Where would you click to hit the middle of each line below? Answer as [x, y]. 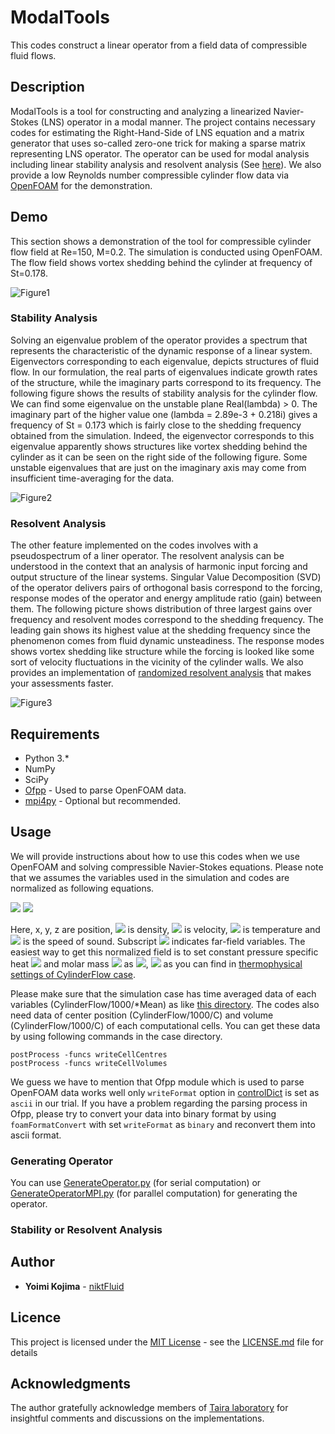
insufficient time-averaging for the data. [92, 478]
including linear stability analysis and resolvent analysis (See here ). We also [166, 164]
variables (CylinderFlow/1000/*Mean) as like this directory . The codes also [165, 1004]
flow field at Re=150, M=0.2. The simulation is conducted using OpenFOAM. [166, 252]
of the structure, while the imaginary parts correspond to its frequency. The [166, 382]
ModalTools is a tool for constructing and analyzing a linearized [141, 111]
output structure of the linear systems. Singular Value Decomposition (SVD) [166, 577]
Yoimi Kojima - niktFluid [74, 1286]
